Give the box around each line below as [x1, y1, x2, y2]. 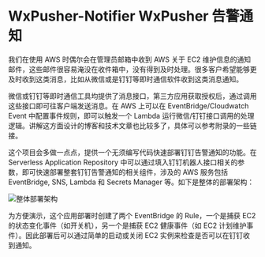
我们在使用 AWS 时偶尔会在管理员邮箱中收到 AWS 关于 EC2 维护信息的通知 [8, 55, 252, 64]
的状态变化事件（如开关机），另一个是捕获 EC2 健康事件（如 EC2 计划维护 [8, 221, 247, 230]
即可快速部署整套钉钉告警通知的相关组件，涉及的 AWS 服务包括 [21, 167, 229, 176]
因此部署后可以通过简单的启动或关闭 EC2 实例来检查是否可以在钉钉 [24, 230, 244, 240]
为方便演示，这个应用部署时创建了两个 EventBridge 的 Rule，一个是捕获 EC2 [8, 210, 256, 220]
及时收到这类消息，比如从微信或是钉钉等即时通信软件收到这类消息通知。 [8, 74, 243, 84]
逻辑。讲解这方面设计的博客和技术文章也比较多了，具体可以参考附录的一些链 [8, 120, 257, 130]
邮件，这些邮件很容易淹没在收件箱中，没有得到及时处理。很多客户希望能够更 [8, 64, 257, 74]
